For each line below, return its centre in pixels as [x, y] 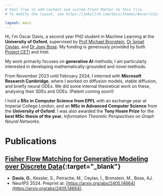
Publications [31, 141]
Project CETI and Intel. [27, 52]
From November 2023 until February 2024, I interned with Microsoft [73, 76]
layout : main [18, 23]
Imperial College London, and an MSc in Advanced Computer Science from [81, 106]
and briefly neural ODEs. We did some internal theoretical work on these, [78, 86]
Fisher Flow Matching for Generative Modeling [77, 159]
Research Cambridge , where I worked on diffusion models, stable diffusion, [81, 81]
